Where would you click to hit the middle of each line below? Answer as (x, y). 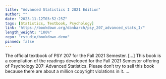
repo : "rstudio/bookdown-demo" (37, 37)
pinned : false (20, 42)
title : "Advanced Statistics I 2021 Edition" (53, 10)
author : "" (16, 14)
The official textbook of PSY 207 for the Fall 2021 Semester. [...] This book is (83, 55)
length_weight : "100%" (28, 32)
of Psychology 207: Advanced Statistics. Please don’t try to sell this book (80, 66)
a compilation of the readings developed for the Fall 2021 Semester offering (82, 61)
